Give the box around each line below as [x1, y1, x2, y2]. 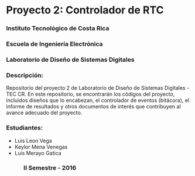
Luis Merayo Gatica [14, 149, 61, 156]
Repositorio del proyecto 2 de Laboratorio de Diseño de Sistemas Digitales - [6, 85, 190, 91]
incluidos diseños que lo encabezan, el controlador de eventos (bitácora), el [6, 97, 190, 104]
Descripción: [6, 71, 44, 79]
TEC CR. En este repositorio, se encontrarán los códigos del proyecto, [6, 91, 175, 98]
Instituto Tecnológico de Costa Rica [6, 24, 110, 33]
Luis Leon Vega [14, 137, 52, 144]
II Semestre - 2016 [23, 164, 77, 172]
